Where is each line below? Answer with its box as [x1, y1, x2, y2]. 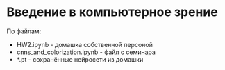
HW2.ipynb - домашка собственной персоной [16, 40, 153, 49]
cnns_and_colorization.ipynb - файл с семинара [16, 48, 156, 56]
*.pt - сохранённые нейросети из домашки [16, 55, 144, 63]
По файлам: [6, 27, 42, 35]
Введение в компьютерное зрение [6, 4, 218, 20]
